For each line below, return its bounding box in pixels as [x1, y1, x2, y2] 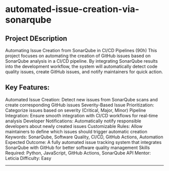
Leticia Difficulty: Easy [5, 155, 52, 161]
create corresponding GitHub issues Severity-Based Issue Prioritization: [5, 102, 154, 108]
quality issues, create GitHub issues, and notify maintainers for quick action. [5, 69, 163, 75]
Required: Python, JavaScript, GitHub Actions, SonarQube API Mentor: [5, 149, 151, 156]
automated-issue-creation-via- [5, 4, 139, 15]
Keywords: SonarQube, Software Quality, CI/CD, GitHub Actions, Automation [5, 134, 163, 140]
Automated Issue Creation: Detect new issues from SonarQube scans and [5, 96, 158, 102]
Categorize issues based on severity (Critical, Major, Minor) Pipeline [5, 107, 146, 113]
